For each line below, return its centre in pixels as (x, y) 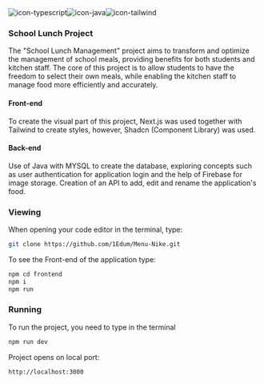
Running (25, 309)
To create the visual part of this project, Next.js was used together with (125, 121)
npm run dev (28, 342)
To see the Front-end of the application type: (82, 259)
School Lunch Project (51, 33)
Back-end (25, 148)
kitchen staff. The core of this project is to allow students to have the (121, 68)
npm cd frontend (35, 274)
